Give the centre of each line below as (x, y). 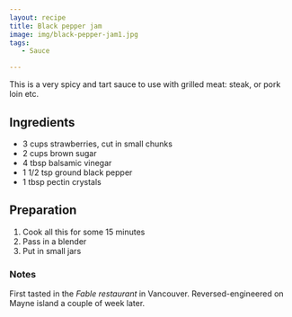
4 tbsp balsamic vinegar (67, 163)
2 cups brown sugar (59, 153)
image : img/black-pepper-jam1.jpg (74, 34)
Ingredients (42, 122)
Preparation (43, 211)
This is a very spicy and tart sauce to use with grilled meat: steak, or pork (145, 84)
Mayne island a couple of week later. (77, 304)
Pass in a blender (54, 241)
